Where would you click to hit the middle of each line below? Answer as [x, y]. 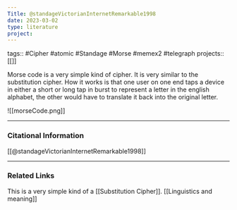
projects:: [210, 54]
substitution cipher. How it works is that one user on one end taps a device [116, 82]
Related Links [31, 175]
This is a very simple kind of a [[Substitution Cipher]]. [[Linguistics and [110, 191]
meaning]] [22, 199]
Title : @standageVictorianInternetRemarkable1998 [82, 14]
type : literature [33, 27]
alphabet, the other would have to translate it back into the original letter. [113, 97]
